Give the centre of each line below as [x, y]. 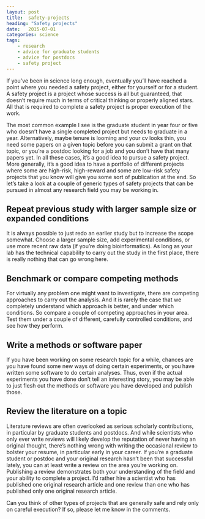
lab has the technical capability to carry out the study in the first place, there [102, 253]
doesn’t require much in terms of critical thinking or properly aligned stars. [100, 100]
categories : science [33, 35]
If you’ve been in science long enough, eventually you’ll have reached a [97, 81]
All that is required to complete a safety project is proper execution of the [99, 106]
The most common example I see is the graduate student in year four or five [102, 125]
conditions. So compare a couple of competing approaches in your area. [98, 313]
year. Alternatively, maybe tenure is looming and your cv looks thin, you [96, 138]
